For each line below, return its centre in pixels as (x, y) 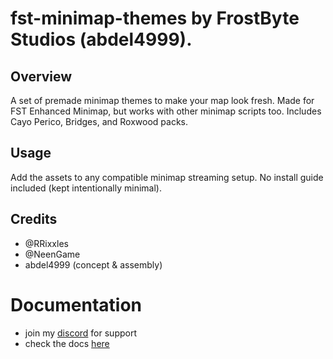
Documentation (76, 304)
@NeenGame (52, 254)
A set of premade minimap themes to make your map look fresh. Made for (162, 100)
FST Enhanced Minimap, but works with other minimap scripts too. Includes (166, 111)
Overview (41, 76)
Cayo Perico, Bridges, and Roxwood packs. (99, 121)
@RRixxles (46, 243)
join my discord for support (80, 333)
